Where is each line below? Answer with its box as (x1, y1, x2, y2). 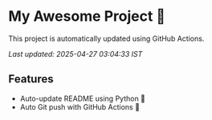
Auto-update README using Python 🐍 (19, 94, 146, 103)
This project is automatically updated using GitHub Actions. (8, 34, 205, 43)
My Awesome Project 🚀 (8, 7, 166, 26)
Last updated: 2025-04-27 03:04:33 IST (8, 49, 143, 58)
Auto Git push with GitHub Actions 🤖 (19, 102, 141, 111)
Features (8, 72, 54, 86)
